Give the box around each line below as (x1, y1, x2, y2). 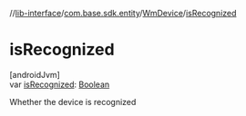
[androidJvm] (9, 69, 61, 80)
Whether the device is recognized (9, 96, 137, 107)
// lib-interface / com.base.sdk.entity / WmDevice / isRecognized (9, 8, 237, 18)
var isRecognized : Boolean (9, 79, 110, 90)
